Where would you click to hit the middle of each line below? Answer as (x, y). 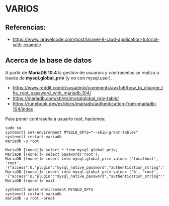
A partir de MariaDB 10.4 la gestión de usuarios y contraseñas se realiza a (82, 72)
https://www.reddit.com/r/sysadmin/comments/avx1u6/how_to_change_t (88, 87)
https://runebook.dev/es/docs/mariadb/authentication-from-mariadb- (85, 104)
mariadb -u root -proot (30, 198)
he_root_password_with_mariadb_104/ (52, 93)
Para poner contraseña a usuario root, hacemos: (55, 119)
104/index (23, 109)
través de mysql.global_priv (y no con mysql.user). (59, 78)
